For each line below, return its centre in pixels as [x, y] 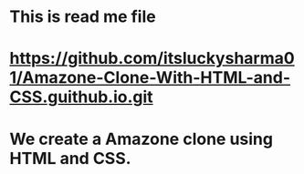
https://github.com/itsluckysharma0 [152, 59]
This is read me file [83, 17]
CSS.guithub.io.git [81, 97]
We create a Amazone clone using [142, 139]
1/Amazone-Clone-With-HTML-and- [150, 78]
